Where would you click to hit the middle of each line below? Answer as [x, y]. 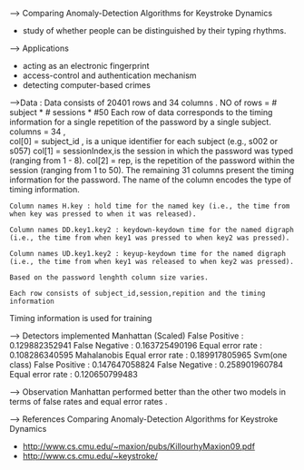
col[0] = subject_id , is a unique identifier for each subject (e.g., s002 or [144, 141]
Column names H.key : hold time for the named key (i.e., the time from [150, 206]
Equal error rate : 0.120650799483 [74, 374]
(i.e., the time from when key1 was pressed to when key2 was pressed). [150, 238]
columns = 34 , [38, 132]
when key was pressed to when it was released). [103, 214]
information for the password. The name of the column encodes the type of [151, 180]
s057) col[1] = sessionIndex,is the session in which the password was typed [151, 151]
